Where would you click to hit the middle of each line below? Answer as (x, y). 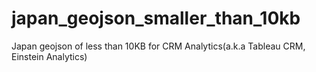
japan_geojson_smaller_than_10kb (156, 18)
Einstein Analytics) (49, 56)
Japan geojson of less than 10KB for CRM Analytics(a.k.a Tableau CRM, (158, 46)
